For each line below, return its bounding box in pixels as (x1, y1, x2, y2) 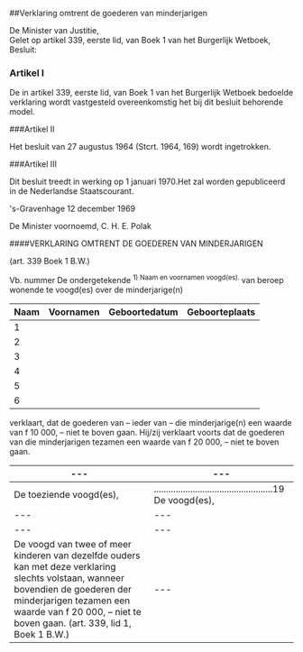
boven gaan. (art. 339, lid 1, (14, 617, 133, 629)
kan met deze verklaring (14, 560, 116, 573)
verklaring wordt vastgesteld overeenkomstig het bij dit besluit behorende (9, 96, 284, 107)
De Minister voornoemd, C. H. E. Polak (9, 221, 151, 232)
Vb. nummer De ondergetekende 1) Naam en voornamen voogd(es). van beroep (9, 273, 284, 285)
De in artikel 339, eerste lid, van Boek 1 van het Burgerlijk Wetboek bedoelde (9, 87, 294, 98)
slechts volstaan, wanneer (14, 572, 124, 584)
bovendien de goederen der (14, 583, 133, 595)
